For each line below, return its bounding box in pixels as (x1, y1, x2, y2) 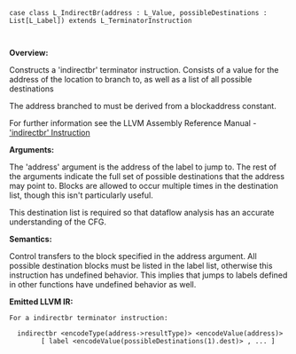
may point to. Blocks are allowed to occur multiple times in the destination (9, 181, 279, 191)
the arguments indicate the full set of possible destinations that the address (9, 171, 285, 181)
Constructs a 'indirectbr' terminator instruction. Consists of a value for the (9, 65, 279, 75)
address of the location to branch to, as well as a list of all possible (9, 75, 253, 84)
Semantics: (9, 234, 52, 244)
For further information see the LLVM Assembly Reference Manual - (9, 118, 257, 128)
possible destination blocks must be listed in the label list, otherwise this (9, 261, 273, 271)
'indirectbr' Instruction (9, 128, 90, 138)
